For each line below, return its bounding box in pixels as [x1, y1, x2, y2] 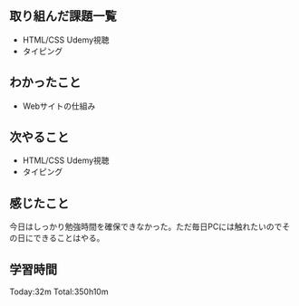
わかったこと [9, 75, 82, 91]
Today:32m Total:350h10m [9, 286, 109, 297]
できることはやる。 [33, 233, 105, 244]
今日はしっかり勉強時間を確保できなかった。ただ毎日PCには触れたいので [9, 221, 283, 233]
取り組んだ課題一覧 [9, 8, 117, 24]
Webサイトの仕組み [22, 100, 96, 111]
